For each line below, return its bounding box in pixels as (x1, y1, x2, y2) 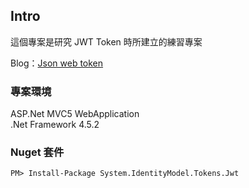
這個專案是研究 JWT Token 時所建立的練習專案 (10, 35, 203, 48)
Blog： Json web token (10, 57, 104, 69)
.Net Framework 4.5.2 (10, 119, 100, 131)
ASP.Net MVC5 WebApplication (10, 108, 140, 120)
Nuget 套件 (10, 145, 65, 159)
